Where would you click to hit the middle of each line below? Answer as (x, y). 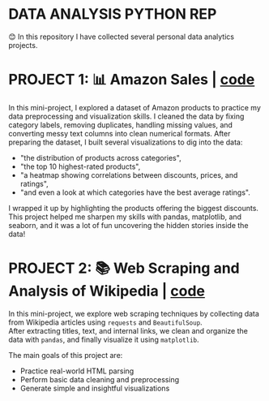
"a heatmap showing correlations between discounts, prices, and (129, 175)
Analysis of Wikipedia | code (107, 291)
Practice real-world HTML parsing (77, 371)
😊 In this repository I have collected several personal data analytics (122, 37)
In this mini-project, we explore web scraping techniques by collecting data (134, 313)
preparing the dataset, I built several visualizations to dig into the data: (126, 142)
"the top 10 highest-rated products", (80, 166)
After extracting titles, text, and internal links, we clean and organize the (128, 330)
